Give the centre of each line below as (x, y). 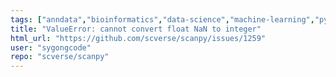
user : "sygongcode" (51, 47)
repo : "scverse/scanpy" (60, 57)
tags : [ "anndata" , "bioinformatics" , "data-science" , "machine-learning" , (162, 19)
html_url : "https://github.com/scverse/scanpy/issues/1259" (138, 38)
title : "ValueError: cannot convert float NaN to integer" (136, 29)
